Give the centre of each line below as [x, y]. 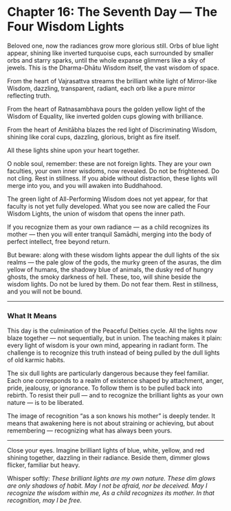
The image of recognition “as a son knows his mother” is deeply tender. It [111, 416]
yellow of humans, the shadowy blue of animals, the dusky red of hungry [110, 269]
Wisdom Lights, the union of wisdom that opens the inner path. [96, 213]
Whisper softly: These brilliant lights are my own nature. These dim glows [111, 479]
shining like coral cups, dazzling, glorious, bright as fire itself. [94, 137]
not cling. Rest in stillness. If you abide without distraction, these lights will [112, 178]
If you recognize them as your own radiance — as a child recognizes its [108, 227]
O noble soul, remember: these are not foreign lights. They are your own [109, 163]
